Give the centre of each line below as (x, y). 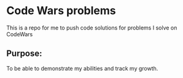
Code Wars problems (61, 11)
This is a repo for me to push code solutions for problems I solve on (92, 28)
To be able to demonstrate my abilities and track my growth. (82, 68)
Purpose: (24, 54)
